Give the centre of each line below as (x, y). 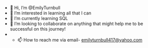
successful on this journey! (38, 29)
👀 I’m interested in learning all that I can (50, 13)
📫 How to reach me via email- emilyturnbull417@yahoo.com (80, 40)
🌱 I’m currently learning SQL (39, 18)
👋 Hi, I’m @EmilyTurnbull (35, 8)
